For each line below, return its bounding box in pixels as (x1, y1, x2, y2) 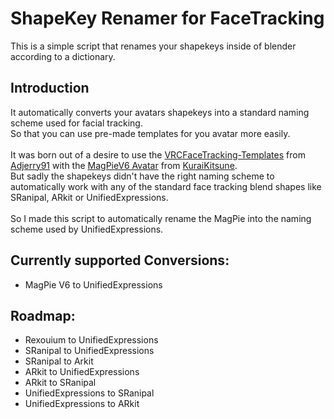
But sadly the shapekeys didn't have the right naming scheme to (10, 170, 275, 182)
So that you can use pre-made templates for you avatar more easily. (10, 127, 291, 139)
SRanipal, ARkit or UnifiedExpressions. (10, 191, 169, 203)
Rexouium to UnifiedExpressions (24, 334, 159, 346)
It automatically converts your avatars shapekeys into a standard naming (10, 106, 310, 118)
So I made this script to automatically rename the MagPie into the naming (10, 212, 312, 224)
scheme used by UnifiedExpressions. (10, 223, 164, 235)
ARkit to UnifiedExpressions (24, 366, 140, 378)
